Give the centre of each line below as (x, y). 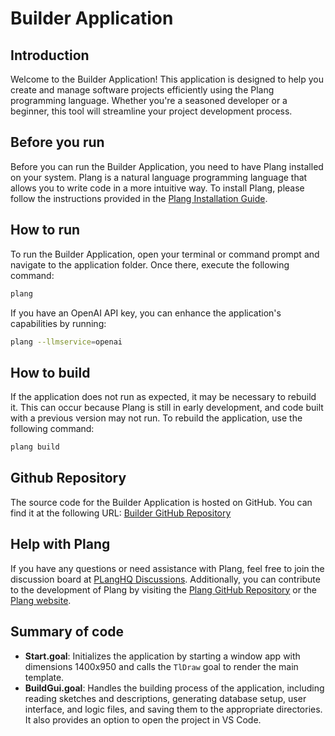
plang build (35, 447)
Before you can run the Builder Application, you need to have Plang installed (167, 166)
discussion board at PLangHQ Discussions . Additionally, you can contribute (165, 579)
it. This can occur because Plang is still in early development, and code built (167, 408)
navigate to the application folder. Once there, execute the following (150, 264)
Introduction (50, 55)
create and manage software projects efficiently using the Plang (142, 90)
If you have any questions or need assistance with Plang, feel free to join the (167, 568)
